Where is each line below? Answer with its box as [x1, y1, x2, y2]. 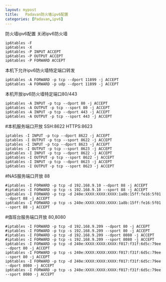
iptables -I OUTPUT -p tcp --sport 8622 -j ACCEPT [5, 138, 112, 143]
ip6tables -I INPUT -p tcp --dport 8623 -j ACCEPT [5, 160, 112, 165]
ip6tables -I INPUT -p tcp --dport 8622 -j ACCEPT [5, 151, 112, 156]
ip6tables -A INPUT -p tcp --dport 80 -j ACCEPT [5, 101, 108, 106]
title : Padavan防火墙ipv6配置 [5, 12, 69, 17]
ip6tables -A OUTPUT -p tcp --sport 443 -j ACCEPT [5, 114, 112, 119]
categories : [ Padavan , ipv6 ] [5, 16, 64, 21]
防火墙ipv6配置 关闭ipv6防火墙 [5, 31, 68, 37]
